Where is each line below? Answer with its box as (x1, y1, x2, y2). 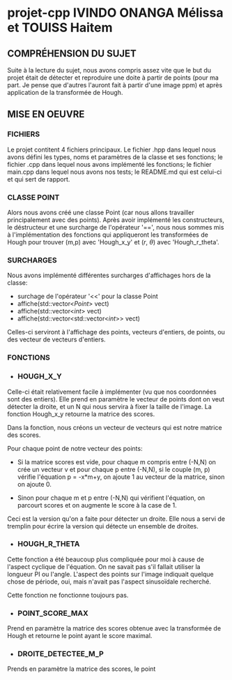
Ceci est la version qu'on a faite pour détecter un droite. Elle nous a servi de (7, 515, 225, 523)
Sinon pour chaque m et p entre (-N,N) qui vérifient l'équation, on (17, 494, 206, 502)
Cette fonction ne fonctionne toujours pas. (7, 591, 129, 599)
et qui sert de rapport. (7, 175, 70, 183)
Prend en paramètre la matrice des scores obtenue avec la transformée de (7, 624, 222, 633)
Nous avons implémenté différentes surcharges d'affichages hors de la (7, 271, 211, 280)
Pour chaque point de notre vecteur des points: (7, 444, 143, 452)
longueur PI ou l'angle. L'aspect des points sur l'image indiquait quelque (7, 570, 214, 578)
